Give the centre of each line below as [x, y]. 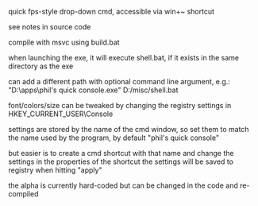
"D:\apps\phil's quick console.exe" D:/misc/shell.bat [93, 90]
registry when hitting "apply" [55, 170]
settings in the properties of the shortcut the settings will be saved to [121, 161]
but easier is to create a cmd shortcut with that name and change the [121, 153]
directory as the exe [41, 66]
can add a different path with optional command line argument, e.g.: [119, 82]
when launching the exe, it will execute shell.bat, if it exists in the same [124, 58]
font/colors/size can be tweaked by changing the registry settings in [120, 105]
